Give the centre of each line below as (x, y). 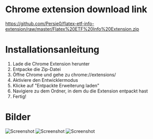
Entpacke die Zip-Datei (37, 69)
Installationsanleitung (52, 50)
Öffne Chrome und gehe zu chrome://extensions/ (64, 75)
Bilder (18, 117)
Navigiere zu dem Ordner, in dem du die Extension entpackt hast (80, 91)
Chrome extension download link (76, 9)
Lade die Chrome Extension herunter (51, 64)
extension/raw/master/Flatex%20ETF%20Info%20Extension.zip (72, 29)
